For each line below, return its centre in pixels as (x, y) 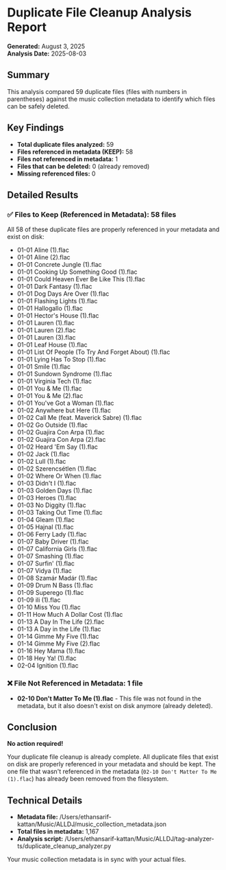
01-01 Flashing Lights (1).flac (57, 301)
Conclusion (32, 727)
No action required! (35, 744)
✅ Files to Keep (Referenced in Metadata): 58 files (92, 214)
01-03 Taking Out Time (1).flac (60, 513)
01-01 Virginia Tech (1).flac (54, 381)
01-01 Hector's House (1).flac (58, 316)
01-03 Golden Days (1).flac (54, 491)
